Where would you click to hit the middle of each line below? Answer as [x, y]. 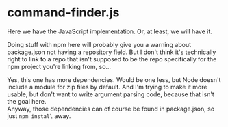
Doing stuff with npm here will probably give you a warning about [99, 44]
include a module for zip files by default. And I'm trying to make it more [107, 87]
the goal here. [27, 101]
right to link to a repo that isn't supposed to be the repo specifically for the [112, 59]
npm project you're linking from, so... [59, 66]
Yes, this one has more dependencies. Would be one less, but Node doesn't [114, 79]
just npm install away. [39, 116]
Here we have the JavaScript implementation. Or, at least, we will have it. [110, 31]
